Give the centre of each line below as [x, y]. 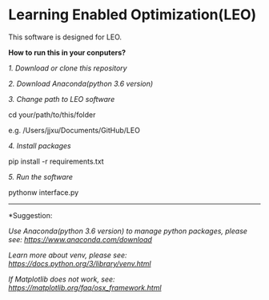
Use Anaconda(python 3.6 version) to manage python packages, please [128, 231]
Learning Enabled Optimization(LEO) [132, 15]
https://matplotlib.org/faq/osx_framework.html [85, 287]
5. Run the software [41, 176]
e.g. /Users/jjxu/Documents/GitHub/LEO [74, 130]
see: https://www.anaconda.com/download [80, 239]
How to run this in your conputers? [67, 52]
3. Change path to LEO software [62, 99]
